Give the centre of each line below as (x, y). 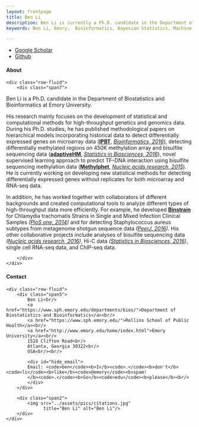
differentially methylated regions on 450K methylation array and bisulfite (94, 148)
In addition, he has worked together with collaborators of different (86, 197)
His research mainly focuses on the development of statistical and (87, 117)
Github (23, 56)
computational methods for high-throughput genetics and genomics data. (96, 123)
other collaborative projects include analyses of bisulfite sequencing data (96, 235)
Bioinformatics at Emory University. (49, 105)
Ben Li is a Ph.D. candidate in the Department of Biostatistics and (85, 99)
